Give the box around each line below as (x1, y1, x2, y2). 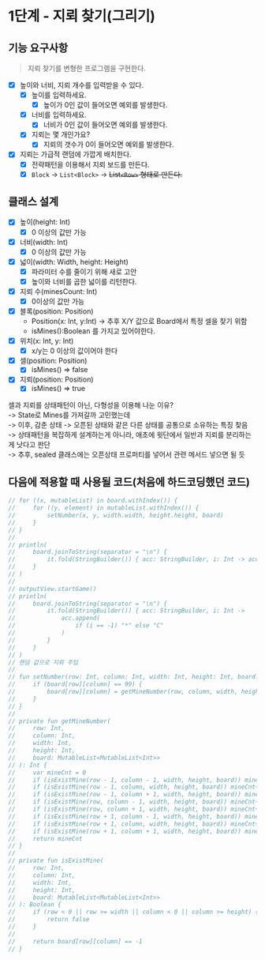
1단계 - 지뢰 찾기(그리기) (8, 7, 156, 25)
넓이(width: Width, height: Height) (19, 257, 129, 266)
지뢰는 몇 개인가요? (31, 130, 91, 139)
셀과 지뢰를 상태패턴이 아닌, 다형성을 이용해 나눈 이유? (8, 401, 174, 410)
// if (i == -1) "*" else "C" (8, 622, 164, 630)
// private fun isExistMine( (8, 856, 104, 865)
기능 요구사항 (8, 41, 69, 55)
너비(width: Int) (19, 237, 69, 247)
